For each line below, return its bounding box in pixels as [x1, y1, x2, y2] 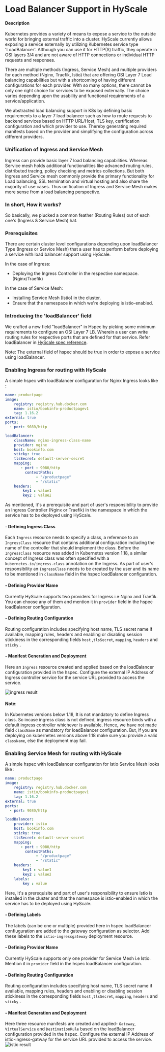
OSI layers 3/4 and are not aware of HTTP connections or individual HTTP [5, 52, 155, 58]
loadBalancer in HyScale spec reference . [5, 339, 88, 345]
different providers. [5, 134, 44, 140]
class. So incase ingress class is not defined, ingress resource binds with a [5, 717, 157, 723]
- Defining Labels [5, 912, 41, 917]
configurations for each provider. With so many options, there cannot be [5, 82, 151, 88]
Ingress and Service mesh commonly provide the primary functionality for [5, 173, 155, 179]
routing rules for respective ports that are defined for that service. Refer [5, 334, 151, 340]
